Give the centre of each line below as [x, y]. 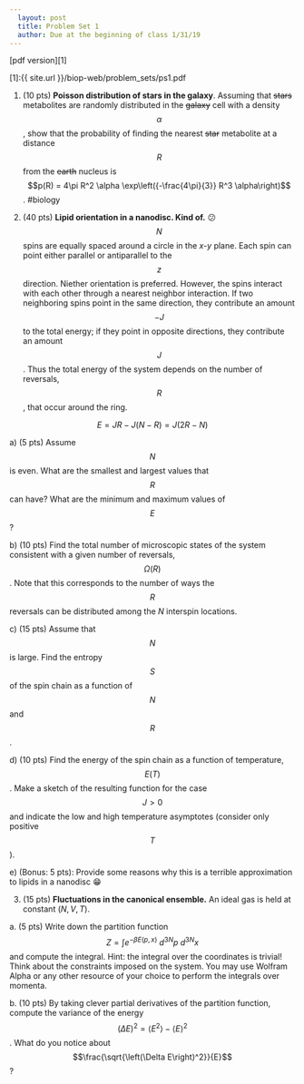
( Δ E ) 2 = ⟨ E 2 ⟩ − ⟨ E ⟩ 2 [152, 1028]
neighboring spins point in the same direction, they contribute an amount [158, 303]
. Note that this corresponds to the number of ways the [112, 583]
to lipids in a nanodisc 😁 [55, 882]
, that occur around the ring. [75, 407]
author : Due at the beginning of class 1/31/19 [109, 34]
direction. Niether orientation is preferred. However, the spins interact [152, 284]
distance [39, 143]
